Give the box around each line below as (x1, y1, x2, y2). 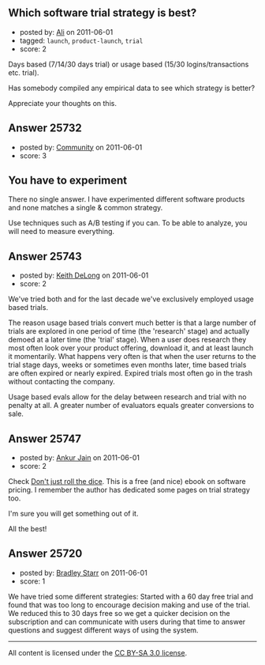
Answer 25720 (8, 547, 83, 561)
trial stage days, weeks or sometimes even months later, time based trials (8, 360, 247, 370)
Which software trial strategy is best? (8, 6, 197, 20)
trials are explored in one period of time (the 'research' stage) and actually (8, 327, 250, 336)
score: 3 (19, 150, 47, 161)
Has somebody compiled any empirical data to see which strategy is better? (8, 83, 255, 93)
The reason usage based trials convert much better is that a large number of (8, 318, 256, 327)
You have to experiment (8, 174, 128, 187)
